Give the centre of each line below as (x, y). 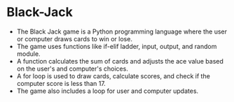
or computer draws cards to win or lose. (74, 38)
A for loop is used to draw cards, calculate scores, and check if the (113, 76)
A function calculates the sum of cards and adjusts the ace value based (120, 61)
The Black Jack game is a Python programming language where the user (122, 31)
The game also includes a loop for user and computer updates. (108, 91)
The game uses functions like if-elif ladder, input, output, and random (117, 46)
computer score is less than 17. (61, 83)
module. (28, 54)
